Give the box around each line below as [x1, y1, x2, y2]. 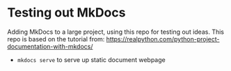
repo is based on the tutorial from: [7, 34, 105, 43]
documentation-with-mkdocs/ [7, 42, 93, 50]
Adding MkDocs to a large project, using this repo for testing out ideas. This [7, 28, 225, 36]
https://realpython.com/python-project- [106, 34, 220, 43]
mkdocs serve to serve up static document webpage [17, 55, 166, 63]
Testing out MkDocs [7, 5, 126, 21]
